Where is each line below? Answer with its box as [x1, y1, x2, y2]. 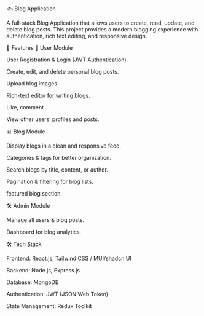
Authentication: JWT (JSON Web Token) [6, 291, 109, 298]
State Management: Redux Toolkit [6, 302, 92, 309]
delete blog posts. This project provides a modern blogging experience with [6, 26, 198, 33]
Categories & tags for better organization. [6, 154, 112, 161]
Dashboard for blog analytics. [6, 228, 82, 235]
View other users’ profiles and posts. [6, 116, 100, 123]
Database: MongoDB [6, 278, 60, 286]
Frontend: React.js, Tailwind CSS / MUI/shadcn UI [6, 255, 132, 262]
